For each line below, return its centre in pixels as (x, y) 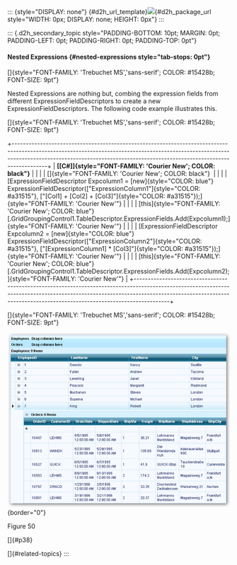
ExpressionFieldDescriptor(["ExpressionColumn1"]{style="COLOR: (104, 189)
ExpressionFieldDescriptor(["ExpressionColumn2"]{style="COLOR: (105, 241)
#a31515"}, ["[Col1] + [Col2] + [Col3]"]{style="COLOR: (86, 196)
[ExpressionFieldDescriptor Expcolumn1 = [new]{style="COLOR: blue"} (111, 181)
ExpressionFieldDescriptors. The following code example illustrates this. (112, 109)
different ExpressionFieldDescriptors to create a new (84, 101)
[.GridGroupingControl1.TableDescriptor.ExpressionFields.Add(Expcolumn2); (118, 272)
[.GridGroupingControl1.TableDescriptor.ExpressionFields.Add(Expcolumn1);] (119, 219)
